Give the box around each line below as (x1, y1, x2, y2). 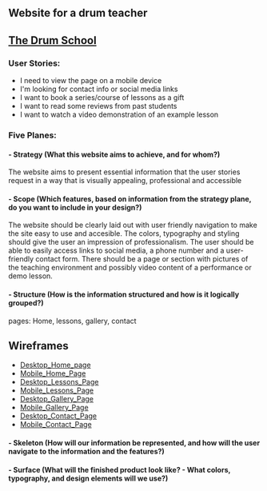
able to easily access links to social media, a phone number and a (8, 245, 225, 255)
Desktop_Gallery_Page (19, 394, 94, 404)
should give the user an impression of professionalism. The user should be (8, 238, 254, 247)
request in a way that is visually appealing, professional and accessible (8, 176, 242, 186)
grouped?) (8, 298, 44, 307)
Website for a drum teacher (8, 6, 148, 20)
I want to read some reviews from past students (19, 102, 177, 111)
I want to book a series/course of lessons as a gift (19, 93, 185, 102)
